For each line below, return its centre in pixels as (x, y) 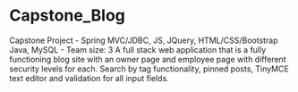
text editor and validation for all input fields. (89, 78)
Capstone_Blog (67, 16)
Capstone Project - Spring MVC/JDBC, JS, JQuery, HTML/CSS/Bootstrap (144, 40)
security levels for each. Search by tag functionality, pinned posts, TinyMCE (149, 69)
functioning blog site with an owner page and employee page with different (148, 59)
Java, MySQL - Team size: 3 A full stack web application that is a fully (138, 49)
